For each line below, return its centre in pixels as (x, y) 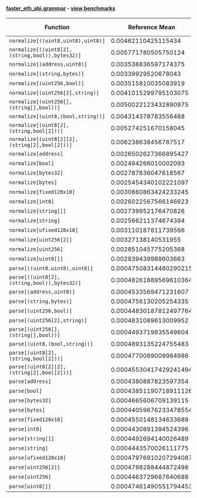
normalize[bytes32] (36, 173)
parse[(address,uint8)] (42, 292)
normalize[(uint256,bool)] (47, 83)
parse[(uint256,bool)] (40, 311)
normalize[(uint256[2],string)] (54, 93)
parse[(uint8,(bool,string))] (51, 344)
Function (57, 28)
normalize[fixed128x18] (42, 192)
